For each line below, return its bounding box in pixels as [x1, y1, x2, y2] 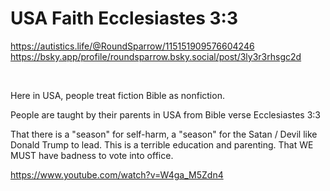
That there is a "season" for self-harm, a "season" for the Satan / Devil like [10, 128, 318, 140]
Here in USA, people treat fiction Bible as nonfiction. [10, 89, 225, 101]
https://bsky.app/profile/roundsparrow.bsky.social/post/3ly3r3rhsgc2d [10, 50, 302, 62]
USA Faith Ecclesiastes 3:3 [10, 7, 239, 30]
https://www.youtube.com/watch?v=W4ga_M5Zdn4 [10, 168, 224, 181]
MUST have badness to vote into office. [10, 149, 174, 161]
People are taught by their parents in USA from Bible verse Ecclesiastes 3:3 [10, 108, 321, 121]
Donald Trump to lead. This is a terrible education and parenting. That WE [10, 138, 314, 151]
